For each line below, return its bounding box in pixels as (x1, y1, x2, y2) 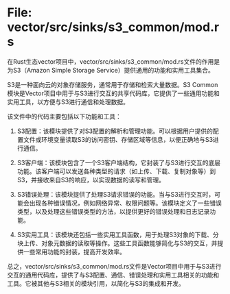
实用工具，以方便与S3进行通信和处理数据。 (7, 97, 129, 106)
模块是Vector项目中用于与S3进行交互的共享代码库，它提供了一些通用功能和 (7, 89, 220, 97)
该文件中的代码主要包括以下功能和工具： (7, 112, 122, 121)
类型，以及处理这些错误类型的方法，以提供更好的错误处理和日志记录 (16, 207, 210, 215)
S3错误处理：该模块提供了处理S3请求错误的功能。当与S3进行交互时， (16, 190, 215, 198)
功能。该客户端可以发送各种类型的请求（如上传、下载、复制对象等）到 (16, 167, 216, 175)
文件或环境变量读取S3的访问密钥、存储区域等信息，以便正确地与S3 (23, 135, 214, 143)
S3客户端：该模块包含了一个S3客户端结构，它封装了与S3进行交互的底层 (16, 158, 221, 167)
